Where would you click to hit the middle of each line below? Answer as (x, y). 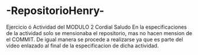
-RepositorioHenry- (55, 11)
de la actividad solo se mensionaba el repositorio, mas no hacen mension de (99, 33)
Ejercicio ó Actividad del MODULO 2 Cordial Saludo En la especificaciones (97, 27)
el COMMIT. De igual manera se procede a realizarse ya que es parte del (95, 39)
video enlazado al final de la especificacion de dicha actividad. (82, 46)
